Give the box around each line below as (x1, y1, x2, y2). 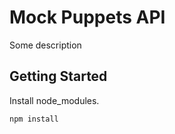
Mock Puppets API (9, 6, 166, 29)
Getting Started (9, 68, 108, 85)
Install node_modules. (9, 94, 100, 106)
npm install (9, 114, 59, 124)
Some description (9, 39, 82, 51)
